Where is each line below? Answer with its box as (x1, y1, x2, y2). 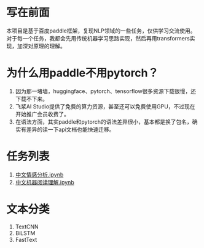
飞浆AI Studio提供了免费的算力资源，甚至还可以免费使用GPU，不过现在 (15, 102, 195, 110)
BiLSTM (15, 229, 36, 236)
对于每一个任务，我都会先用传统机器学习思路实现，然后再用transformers (6, 34, 190, 42)
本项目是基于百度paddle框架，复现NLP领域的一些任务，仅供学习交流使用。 (6, 27, 196, 34)
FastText (15, 236, 37, 243)
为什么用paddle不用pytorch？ (6, 66, 159, 80)
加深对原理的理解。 (17, 42, 66, 50)
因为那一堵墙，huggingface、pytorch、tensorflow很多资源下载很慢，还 (15, 87, 197, 95)
